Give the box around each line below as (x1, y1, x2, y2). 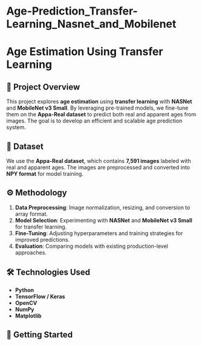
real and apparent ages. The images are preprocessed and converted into (6, 164, 191, 171)
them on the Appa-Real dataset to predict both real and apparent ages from (6, 111, 197, 118)
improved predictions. (15, 236, 70, 243)
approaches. (15, 248, 47, 256)
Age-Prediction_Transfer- (6, 4, 138, 18)
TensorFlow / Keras (15, 293, 65, 300)
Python (15, 286, 34, 293)
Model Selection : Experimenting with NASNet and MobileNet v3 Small (15, 216, 192, 224)
